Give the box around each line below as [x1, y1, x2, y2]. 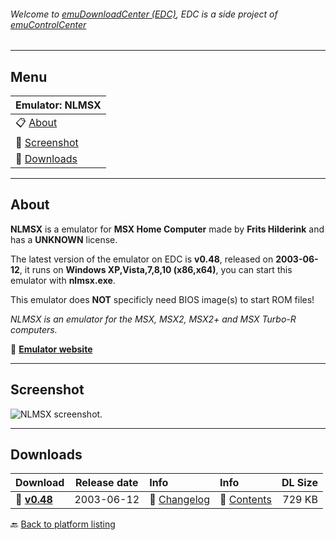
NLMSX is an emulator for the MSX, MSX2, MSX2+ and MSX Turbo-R [10, 313, 297, 325]
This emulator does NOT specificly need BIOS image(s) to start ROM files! [10, 293, 315, 305]
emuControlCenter [10, 18, 87, 30]
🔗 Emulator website [10, 343, 93, 355]
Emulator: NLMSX [15, 98, 102, 112]
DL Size [281, 476, 318, 490]
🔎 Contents [219, 493, 272, 507]
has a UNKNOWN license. [10, 233, 118, 245]
